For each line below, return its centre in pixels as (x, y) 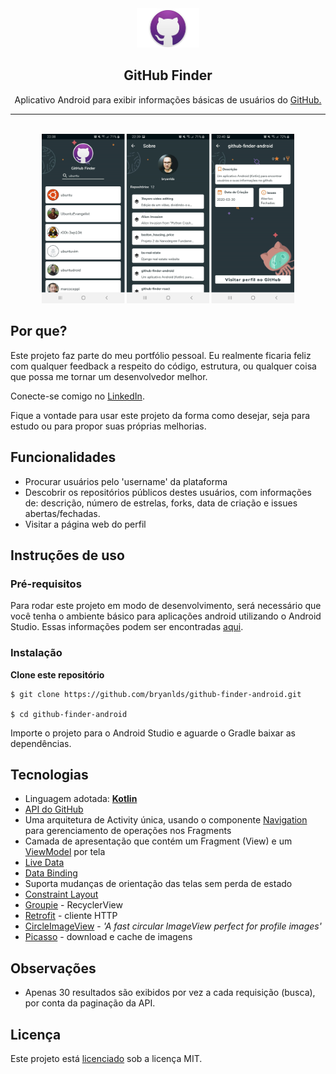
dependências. (41, 743)
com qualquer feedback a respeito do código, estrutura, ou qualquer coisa (163, 366)
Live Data (44, 863)
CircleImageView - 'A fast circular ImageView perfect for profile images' (173, 926)
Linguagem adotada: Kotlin (81, 799)
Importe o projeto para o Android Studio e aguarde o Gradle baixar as (153, 733)
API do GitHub (54, 809)
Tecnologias (49, 775)
